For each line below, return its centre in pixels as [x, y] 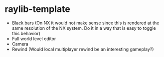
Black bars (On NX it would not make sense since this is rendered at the [85, 23]
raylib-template [38, 9]
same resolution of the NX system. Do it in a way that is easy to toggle [84, 28]
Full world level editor [34, 39]
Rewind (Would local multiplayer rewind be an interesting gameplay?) [83, 49]
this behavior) [26, 33]
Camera [20, 44]
